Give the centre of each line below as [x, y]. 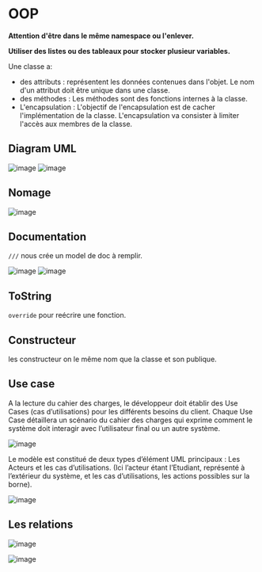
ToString [30, 296]
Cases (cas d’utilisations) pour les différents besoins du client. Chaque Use [131, 411]
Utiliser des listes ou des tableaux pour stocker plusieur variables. [120, 51]
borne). [20, 484]
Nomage [30, 193]
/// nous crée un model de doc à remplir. [75, 256]
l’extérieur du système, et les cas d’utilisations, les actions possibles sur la [129, 475]
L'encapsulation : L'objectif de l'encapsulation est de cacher [118, 107]
